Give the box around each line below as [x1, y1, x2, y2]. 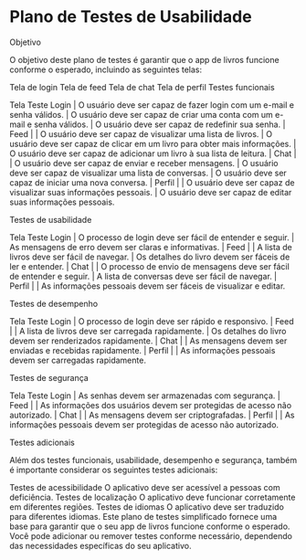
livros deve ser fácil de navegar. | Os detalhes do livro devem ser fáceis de [9, 251, 290, 262]
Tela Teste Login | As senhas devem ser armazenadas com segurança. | [9, 390, 280, 401]
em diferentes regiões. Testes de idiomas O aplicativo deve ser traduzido [9, 501, 285, 512]
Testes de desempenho [9, 298, 99, 309]
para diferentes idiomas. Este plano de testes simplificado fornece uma [9, 511, 278, 522]
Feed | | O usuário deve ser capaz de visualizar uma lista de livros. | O [9, 128, 272, 139]
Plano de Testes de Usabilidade [9, 6, 253, 27]
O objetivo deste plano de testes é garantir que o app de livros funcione [9, 54, 280, 65]
